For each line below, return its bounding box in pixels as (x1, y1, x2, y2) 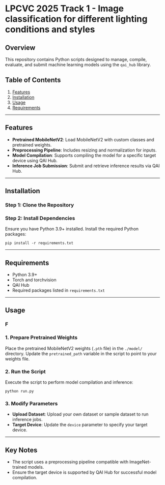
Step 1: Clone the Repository (5, 201, 74, 208)
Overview (5, 43, 36, 52)
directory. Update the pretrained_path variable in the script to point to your (5, 350, 157, 357)
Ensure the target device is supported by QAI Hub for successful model (12, 469, 157, 475)
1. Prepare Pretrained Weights (5, 334, 78, 341)
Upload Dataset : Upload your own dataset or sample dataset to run (12, 411, 149, 417)
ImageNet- (129, 459, 151, 465)
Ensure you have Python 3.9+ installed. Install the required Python (5, 226, 139, 232)
